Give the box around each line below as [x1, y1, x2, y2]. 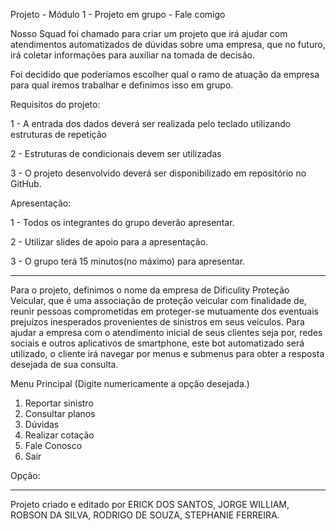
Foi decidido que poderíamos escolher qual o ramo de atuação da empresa [10, 69, 320, 80]
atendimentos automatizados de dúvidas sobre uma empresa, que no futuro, [10, 39, 326, 50]
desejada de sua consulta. [10, 359, 119, 370]
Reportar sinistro [24, 397, 94, 409]
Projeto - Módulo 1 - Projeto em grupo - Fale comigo [10, 9, 226, 20]
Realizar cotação [24, 429, 95, 441]
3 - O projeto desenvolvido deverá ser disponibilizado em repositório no [10, 167, 307, 179]
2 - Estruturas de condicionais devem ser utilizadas [10, 148, 222, 159]
